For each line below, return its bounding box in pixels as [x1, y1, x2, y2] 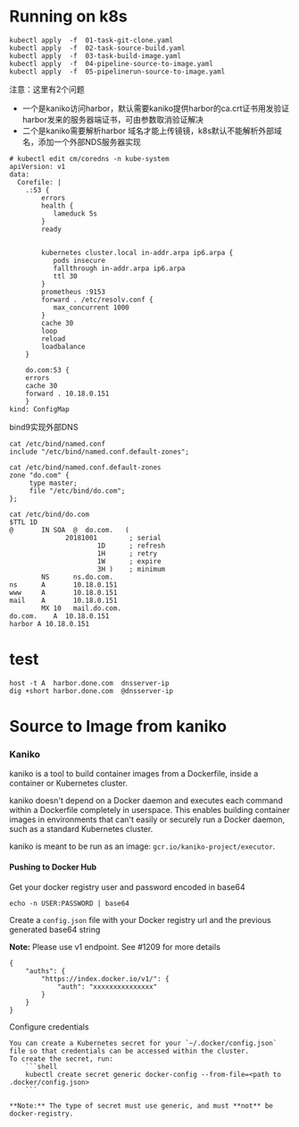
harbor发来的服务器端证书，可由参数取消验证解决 [21, 114, 203, 124]
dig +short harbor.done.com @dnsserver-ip [9, 686, 174, 695]
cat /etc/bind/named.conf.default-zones [9, 462, 162, 471]
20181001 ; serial [65, 533, 162, 542]
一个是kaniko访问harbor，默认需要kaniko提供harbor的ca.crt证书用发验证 [21, 103, 290, 114]
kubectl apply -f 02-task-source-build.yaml [9, 43, 186, 53]
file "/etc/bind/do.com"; [29, 486, 126, 496]
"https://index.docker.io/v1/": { [41, 974, 170, 983]
